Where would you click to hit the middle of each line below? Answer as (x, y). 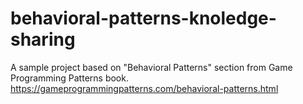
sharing (43, 39)
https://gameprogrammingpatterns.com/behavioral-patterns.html (144, 88)
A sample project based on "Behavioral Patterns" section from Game (151, 67)
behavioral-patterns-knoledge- (143, 18)
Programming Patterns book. (69, 78)
